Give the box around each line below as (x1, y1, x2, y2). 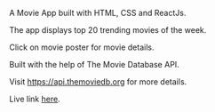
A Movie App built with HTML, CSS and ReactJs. (9, 8, 187, 18)
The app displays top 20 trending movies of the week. (9, 25, 207, 35)
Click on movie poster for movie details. (9, 42, 155, 52)
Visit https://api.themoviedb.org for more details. (9, 76, 187, 87)
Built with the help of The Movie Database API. (9, 60, 179, 69)
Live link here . (9, 93, 60, 104)
